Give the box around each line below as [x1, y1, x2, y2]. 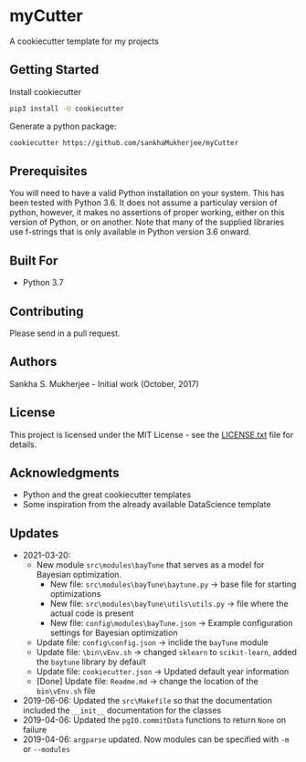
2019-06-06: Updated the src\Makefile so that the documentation [22, 695, 272, 706]
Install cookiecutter [9, 86, 82, 97]
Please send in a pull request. [9, 328, 121, 339]
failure [22, 725, 47, 736]
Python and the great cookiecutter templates [22, 489, 192, 500]
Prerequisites [9, 163, 88, 179]
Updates [9, 526, 59, 541]
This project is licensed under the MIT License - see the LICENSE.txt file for [9, 429, 294, 440]
